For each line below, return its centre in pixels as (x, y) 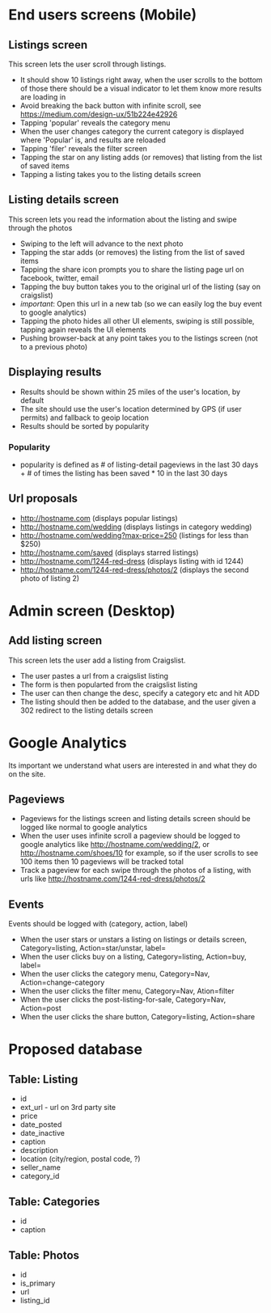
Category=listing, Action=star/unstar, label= (93, 948)
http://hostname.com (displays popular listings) (99, 518)
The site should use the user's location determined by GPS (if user (131, 409)
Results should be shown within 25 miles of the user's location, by (130, 392)
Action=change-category (62, 983)
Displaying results (55, 373)
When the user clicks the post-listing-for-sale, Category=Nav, (123, 1000)
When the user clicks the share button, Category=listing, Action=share (138, 1017)
